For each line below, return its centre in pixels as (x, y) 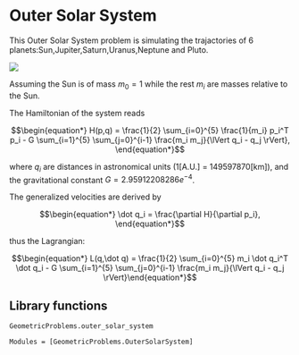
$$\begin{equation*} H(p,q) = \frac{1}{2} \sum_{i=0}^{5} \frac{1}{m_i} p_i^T (150, 130)
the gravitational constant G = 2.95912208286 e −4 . (102, 179)
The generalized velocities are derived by (86, 197)
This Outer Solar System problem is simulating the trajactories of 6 (132, 40)
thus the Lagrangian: (47, 241)
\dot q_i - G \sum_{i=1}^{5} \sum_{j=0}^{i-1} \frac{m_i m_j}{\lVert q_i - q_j (150, 268)
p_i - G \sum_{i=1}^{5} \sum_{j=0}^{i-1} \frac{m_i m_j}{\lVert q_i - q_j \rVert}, (150, 139)
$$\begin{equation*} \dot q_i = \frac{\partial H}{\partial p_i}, (150, 215)
